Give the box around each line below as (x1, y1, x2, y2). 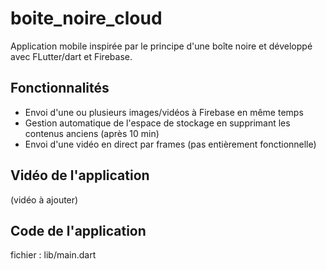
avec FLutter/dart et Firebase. (10, 50, 133, 62)
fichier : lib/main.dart (10, 249, 97, 261)
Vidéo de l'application (10, 167, 150, 184)
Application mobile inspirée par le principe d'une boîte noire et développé (10, 40, 313, 52)
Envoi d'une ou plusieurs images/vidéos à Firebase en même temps (24, 106, 304, 118)
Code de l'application (10, 222, 147, 239)
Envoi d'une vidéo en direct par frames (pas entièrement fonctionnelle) (24, 138, 317, 150)
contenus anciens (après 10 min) (24, 127, 160, 139)
